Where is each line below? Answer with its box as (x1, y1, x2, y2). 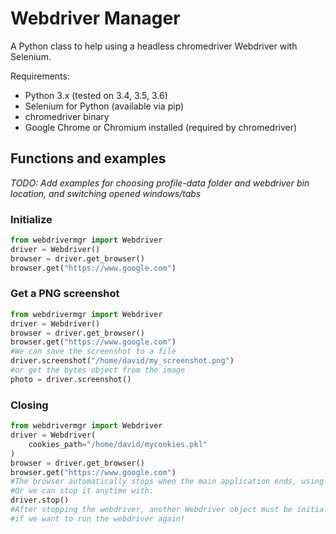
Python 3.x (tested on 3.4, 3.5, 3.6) (24, 89, 168, 101)
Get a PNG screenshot (10, 287, 120, 301)
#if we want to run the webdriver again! (10, 513, 186, 524)
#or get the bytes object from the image (10, 365, 186, 376)
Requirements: (10, 70, 70, 82)
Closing (10, 398, 49, 412)
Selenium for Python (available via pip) (24, 100, 185, 112)
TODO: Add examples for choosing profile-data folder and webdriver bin (10, 177, 310, 189)
